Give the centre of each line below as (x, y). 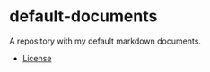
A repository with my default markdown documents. (105, 41)
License (37, 58)
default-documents (83, 16)
